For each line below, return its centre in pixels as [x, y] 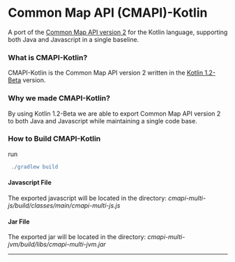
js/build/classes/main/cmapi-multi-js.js [64, 205]
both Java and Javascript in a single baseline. [74, 39]
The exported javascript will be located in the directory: [87, 198]
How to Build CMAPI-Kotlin [54, 139]
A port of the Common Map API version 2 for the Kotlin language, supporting [118, 32]
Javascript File [30, 183]
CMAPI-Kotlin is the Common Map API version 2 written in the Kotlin [106, 73]
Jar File [19, 222]
